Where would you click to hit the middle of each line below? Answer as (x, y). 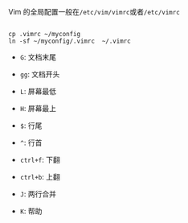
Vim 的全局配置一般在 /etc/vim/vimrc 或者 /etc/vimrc (94, 12)
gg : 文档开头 (40, 74)
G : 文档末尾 (38, 57)
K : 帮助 (31, 211)
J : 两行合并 (38, 194)
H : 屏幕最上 (38, 108)
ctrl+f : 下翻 (40, 160)
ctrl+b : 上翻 (40, 177)
